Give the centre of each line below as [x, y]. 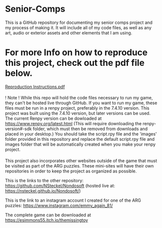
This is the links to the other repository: [44, 181]
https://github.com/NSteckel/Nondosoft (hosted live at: [60, 186]
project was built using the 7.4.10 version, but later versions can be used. [78, 114]
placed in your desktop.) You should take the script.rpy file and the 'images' [81, 134]
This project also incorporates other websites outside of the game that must [81, 161]
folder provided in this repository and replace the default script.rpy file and [80, 139]
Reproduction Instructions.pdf [35, 87]
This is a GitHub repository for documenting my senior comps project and [79, 22]
